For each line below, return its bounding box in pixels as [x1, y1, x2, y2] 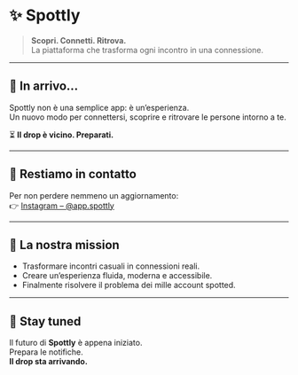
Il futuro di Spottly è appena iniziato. [9, 338, 143, 348]
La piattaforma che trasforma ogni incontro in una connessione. [30, 44, 264, 55]
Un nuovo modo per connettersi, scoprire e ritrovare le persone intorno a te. [9, 112, 286, 122]
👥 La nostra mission [9, 237, 120, 253]
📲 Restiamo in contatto [9, 167, 137, 182]
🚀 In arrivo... [9, 79, 79, 94]
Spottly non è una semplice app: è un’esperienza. [9, 102, 190, 113]
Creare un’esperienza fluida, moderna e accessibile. [21, 270, 213, 281]
